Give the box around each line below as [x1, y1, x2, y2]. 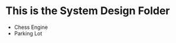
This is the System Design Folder [5, 4, 170, 18]
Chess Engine [14, 24, 48, 31]
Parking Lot [14, 29, 43, 37]
